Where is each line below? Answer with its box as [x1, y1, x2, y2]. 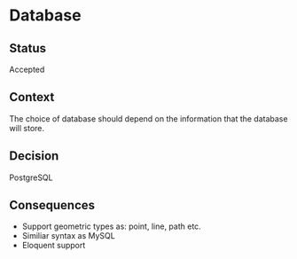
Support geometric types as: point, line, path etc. [21, 221, 201, 232]
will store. [9, 122, 45, 133]
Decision [9, 148, 59, 164]
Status [9, 41, 47, 56]
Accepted [9, 64, 45, 75]
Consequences [9, 198, 96, 213]
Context [9, 90, 55, 105]
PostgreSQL [9, 172, 53, 183]
